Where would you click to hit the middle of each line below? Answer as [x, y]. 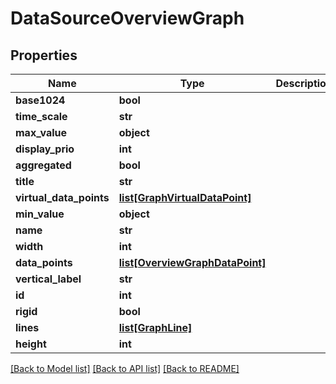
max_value [41, 132]
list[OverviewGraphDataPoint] [192, 262]
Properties [44, 55]
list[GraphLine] [155, 327]
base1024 [40, 100]
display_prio [45, 149]
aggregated [43, 165]
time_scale [41, 116]
